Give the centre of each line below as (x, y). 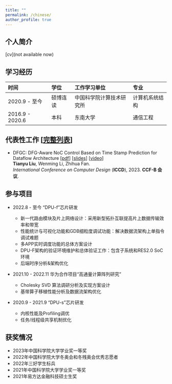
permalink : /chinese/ (28, 15)
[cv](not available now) (29, 54)
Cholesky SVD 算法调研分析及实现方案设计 (65, 285)
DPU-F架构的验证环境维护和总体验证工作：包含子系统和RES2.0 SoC (92, 250)
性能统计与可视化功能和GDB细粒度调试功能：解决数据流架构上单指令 (92, 231)
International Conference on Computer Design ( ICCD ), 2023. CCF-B (85, 170)
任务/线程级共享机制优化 (46, 320)
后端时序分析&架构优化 (44, 263)
